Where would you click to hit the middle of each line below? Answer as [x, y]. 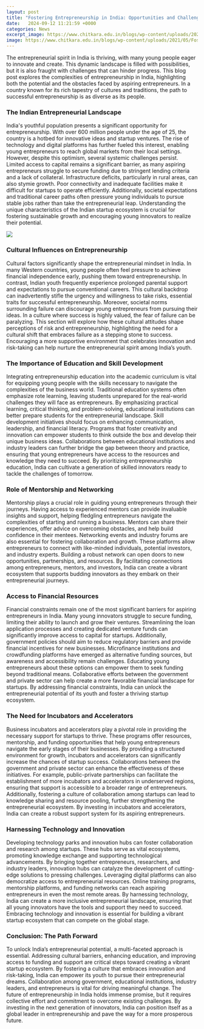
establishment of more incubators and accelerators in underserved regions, [101, 781]
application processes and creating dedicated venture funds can [87, 629]
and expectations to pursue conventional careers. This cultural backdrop [97, 289]
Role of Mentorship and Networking [60, 490]
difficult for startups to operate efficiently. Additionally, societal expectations [102, 190]
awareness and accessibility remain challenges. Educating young [88, 661]
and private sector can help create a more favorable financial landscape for [100, 681]
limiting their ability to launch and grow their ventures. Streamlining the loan [101, 622]
